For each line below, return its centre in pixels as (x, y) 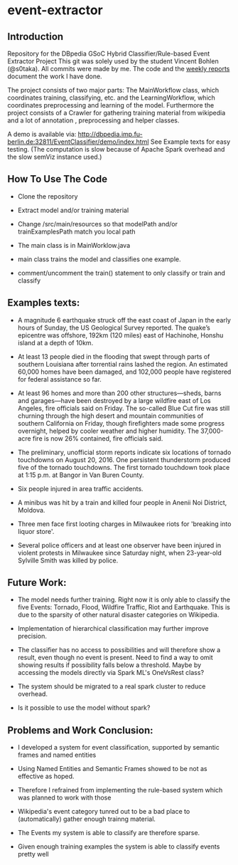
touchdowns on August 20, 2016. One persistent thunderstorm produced (124, 460)
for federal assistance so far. (59, 379)
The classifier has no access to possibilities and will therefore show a (119, 650)
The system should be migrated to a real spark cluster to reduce (112, 686)
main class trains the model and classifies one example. (99, 259)
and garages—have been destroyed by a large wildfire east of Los (114, 400)
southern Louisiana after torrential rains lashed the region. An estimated (123, 364)
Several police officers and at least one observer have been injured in (119, 545)
